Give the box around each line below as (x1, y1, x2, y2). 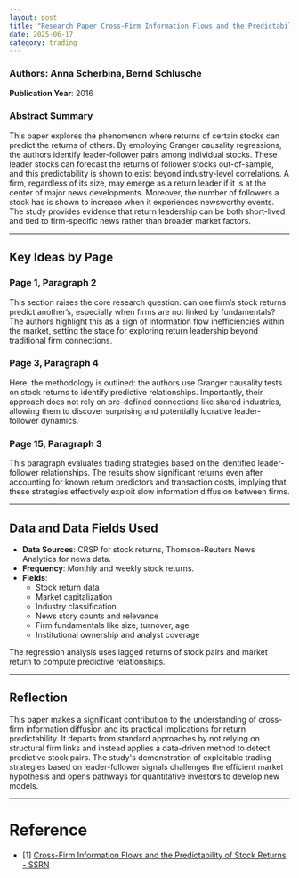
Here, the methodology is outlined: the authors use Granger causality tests (9, 377, 283, 388)
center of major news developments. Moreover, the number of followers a (9, 186, 279, 197)
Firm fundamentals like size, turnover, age (35, 619, 190, 630)
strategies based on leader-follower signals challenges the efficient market (9, 761, 284, 772)
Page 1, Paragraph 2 (9, 277, 97, 289)
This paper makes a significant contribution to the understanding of (9, 714, 256, 725)
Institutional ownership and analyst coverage (35, 629, 200, 640)
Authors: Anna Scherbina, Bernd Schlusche (9, 68, 202, 80)
